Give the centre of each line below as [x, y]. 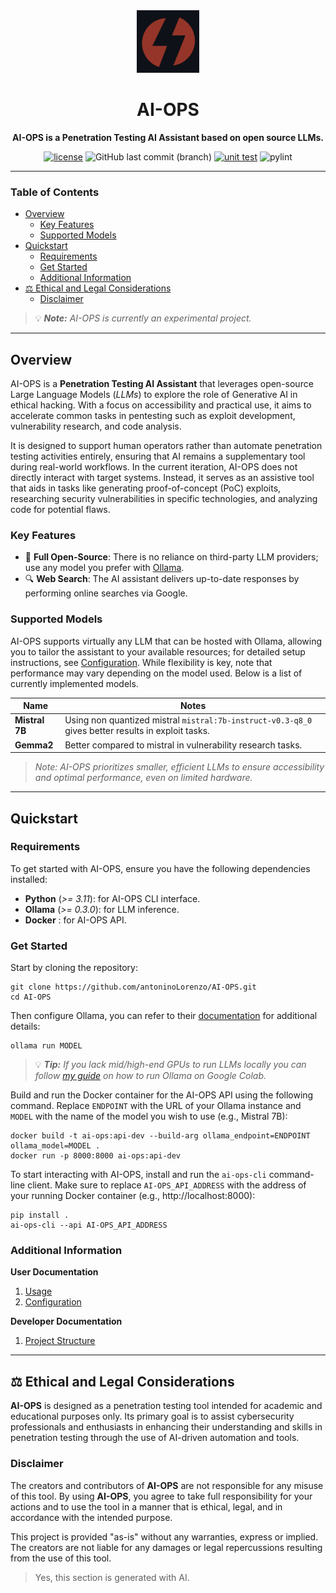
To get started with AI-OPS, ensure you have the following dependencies [160, 868]
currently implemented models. [74, 683]
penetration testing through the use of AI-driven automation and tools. [155, 1438]
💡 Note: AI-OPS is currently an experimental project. [143, 318]
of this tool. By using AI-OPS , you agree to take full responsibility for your [161, 1496]
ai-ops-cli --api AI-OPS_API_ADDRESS [89, 1225]
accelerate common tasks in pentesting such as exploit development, [153, 416]
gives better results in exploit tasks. [137, 731]
